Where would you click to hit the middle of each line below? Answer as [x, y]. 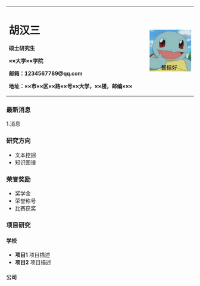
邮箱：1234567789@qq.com [46, 73]
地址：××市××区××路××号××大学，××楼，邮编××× [71, 86]
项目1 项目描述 [32, 255]
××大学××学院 [26, 61]
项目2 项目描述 [33, 262]
